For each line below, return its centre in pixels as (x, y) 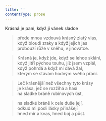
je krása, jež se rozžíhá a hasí (47, 88)
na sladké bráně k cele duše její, (50, 103)
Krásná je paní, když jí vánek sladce (42, 28)
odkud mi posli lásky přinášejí (47, 108)
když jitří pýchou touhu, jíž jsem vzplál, (57, 63)
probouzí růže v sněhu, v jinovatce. (53, 48)
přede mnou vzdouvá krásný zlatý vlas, (57, 38)
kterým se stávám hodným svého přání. (57, 73)
